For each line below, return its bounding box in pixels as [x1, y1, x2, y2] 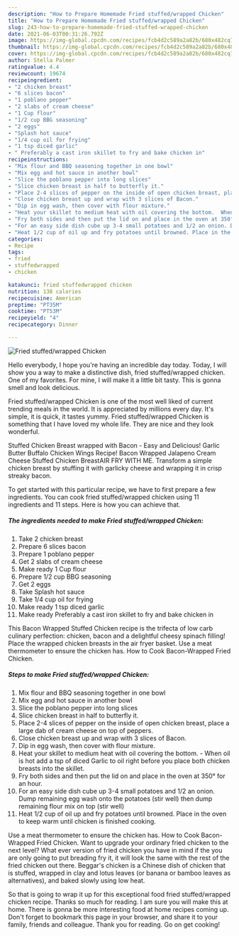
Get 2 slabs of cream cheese [18, 557, 104, 566]
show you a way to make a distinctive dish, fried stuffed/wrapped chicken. [8, 368, 226, 377]
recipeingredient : [8, 76, 62, 84]
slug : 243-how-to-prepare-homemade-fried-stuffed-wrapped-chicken [8, 23, 209, 31]
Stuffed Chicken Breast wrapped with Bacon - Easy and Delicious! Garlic [8, 441, 221, 449]
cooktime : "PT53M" [8, 307, 62, 315]
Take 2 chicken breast [18, 535, 84, 543]
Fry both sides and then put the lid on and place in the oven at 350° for [18, 772, 226, 780]
